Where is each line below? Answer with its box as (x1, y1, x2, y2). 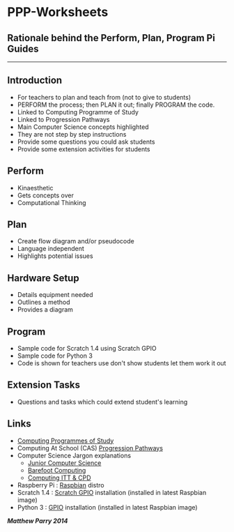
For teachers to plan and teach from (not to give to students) (17, 93, 192, 101)
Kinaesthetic (17, 183, 54, 192)
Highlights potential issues (17, 252, 93, 260)
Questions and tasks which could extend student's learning (17, 397, 188, 406)
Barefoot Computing (27, 466, 86, 474)
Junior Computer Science (27, 458, 102, 467)
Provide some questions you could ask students (17, 137, 155, 146)
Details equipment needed (17, 291, 93, 299)
